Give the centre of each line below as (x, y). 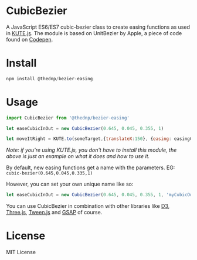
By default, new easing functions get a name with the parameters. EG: (91, 167)
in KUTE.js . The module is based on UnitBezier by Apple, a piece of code (94, 33)
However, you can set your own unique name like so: (70, 184)
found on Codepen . (30, 39)
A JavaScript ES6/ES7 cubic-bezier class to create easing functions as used (98, 27)
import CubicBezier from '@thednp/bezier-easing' (68, 118)
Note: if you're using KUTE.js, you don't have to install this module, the (91, 150)
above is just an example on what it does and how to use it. (78, 156)
